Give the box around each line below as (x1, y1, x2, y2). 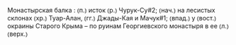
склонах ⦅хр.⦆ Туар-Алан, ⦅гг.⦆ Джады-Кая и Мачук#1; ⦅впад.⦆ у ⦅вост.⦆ (7, 14, 217, 22)
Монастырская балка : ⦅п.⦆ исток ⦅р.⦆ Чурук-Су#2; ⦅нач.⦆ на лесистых (7, 6, 215, 14)
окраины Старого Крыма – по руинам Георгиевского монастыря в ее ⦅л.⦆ (7, 22, 229, 30)
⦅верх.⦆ (7, 30, 28, 38)
